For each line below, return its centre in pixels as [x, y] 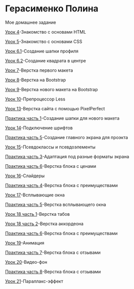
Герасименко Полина [52, 9]
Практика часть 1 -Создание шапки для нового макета [62, 118]
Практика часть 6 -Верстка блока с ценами [51, 166]
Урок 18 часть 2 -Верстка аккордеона [45, 224]
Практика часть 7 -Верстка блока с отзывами [53, 252]
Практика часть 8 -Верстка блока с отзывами [53, 271]
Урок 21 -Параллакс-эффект [34, 281]
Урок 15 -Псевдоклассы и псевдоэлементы [50, 147]
